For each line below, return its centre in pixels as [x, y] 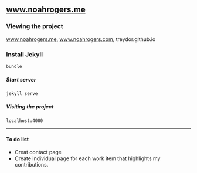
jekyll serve [22, 93]
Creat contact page [38, 152]
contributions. [31, 165]
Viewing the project [35, 26]
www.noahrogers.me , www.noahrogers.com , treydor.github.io [81, 39]
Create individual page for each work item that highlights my [87, 158]
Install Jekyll [24, 54]
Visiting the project [30, 106]
